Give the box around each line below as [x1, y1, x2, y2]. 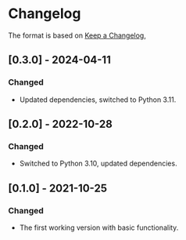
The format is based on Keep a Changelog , [8, 31, 146, 40]
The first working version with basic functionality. [19, 223, 179, 232]
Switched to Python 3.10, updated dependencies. [19, 158, 177, 169]
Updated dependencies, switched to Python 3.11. [19, 95, 177, 104]
